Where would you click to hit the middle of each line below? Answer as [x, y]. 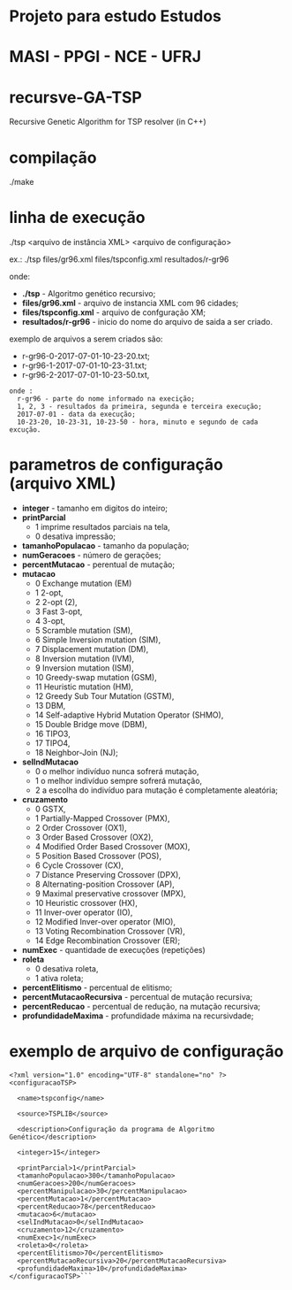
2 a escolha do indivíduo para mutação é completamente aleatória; [157, 790]
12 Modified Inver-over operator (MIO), [105, 922]
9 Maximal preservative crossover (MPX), [111, 894]
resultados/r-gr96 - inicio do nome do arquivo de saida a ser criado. [147, 322]
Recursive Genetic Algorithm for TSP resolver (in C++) [108, 122]
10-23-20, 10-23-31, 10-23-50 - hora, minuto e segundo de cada [138, 422]
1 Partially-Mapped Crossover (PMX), [102, 818]
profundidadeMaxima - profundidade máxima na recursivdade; [138, 1016]
